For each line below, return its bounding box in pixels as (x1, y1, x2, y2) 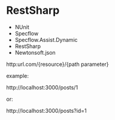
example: (6, 72, 29, 79)
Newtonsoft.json (14, 49, 56, 56)
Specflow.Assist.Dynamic (14, 36, 78, 43)
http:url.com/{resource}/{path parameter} (6, 61, 109, 68)
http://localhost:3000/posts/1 (6, 83, 78, 91)
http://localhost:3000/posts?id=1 (6, 107, 87, 114)
